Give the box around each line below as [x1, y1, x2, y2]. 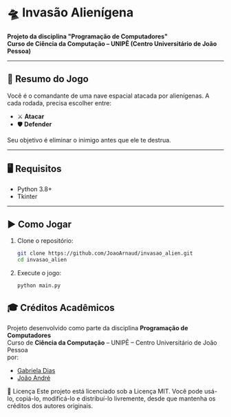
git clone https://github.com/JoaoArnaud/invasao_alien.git [16, 250, 193, 257]
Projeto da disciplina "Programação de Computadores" [7, 32, 168, 41]
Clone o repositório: [16, 237, 74, 245]
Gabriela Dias [16, 366, 56, 374]
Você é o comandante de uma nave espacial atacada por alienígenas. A [7, 92, 210, 100]
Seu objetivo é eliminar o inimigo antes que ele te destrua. [7, 136, 172, 144]
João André [16, 374, 51, 382]
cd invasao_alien [16, 257, 67, 264]
